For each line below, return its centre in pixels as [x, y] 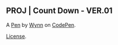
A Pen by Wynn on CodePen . [41, 25]
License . [16, 36]
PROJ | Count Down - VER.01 [59, 11]
